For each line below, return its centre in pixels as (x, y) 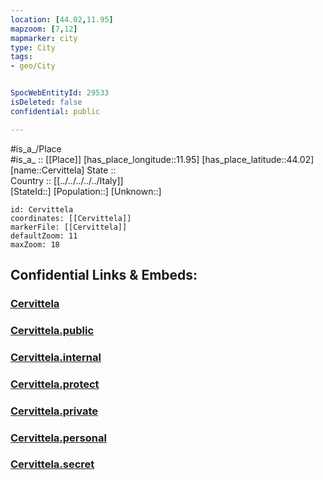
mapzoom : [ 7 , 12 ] (44, 29)
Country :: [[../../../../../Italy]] (67, 180)
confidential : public (55, 111)
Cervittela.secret (52, 464)
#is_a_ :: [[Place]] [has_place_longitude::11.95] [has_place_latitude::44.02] (162, 159)
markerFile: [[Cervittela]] (69, 227)
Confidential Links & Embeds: (104, 275)
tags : (21, 57)
